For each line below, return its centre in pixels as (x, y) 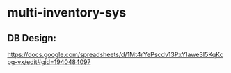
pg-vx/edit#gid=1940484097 (49, 62)
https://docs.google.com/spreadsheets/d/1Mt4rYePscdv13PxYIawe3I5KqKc (115, 54)
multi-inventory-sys (67, 13)
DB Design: (32, 38)
